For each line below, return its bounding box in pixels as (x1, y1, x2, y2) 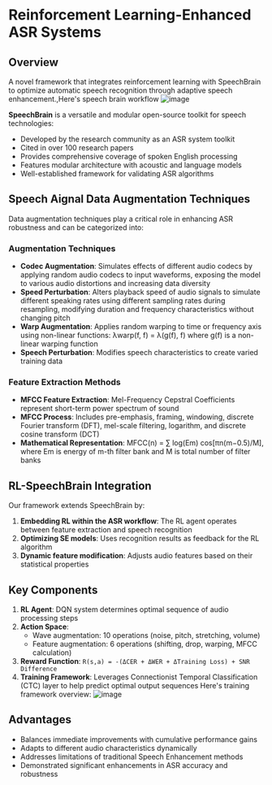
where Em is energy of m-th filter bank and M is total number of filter (19, 447, 251, 457)
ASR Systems (8, 23, 101, 41)
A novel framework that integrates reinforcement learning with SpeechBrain (8, 77, 261, 86)
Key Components (8, 583, 98, 596)
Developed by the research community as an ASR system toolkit (19, 134, 235, 144)
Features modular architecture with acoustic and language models (19, 160, 242, 170)
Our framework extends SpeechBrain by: (8, 501, 145, 510)
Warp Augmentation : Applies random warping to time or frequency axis (19, 322, 262, 332)
